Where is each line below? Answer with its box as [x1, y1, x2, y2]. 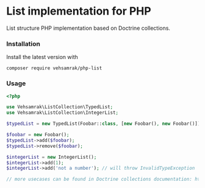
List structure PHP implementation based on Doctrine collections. [6, 24, 171, 32]
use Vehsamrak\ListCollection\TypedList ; [6, 104, 113, 110]
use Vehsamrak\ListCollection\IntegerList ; [6, 110, 119, 116]
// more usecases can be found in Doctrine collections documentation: [6, 176, 192, 183]
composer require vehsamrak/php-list [6, 65, 103, 71]
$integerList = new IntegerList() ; [6, 154, 97, 160]
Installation [6, 40, 41, 48]
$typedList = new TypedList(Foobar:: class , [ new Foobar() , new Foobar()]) [6, 120, 201, 127]
